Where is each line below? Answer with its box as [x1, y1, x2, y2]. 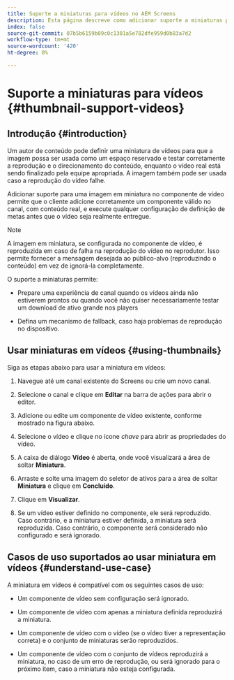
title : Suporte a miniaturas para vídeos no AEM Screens [7, 10, 176, 17]
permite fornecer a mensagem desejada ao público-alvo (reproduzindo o [7, 254, 217, 262]
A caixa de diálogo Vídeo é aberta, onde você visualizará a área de [17, 453, 210, 461]
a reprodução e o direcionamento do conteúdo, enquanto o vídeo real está [7, 161, 221, 170]
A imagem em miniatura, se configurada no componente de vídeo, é [7, 239, 203, 247]
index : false [7, 23, 45, 30]
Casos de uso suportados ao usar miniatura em [7, 551, 217, 563]
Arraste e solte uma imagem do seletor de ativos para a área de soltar [17, 474, 218, 482]
